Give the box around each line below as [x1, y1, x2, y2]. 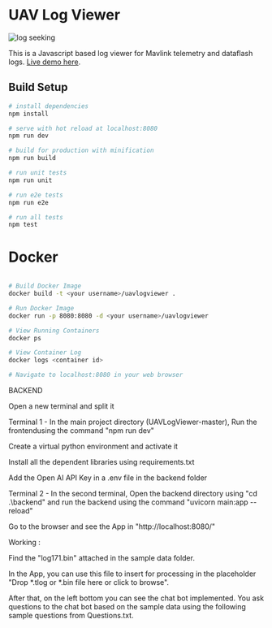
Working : [8, 538, 41, 548]
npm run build [8, 154, 57, 162]
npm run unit [8, 176, 53, 184]
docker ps [8, 334, 42, 342]
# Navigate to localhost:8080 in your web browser [8, 371, 183, 379]
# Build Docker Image [8, 282, 82, 290]
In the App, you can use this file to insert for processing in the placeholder [8, 569, 257, 578]
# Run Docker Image [8, 304, 75, 312]
